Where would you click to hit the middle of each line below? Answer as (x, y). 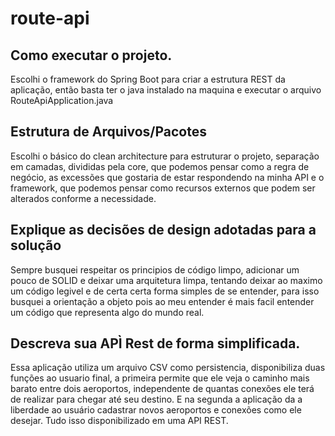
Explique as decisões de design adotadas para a (163, 230)
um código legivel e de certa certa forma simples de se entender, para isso (165, 291)
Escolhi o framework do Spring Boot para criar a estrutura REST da (148, 79)
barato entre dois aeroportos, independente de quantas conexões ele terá (162, 389)
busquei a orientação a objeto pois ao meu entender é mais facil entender (162, 301)
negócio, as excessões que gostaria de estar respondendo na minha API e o (167, 177)
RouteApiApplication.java (62, 100)
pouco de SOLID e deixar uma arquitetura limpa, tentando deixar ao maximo (166, 280)
